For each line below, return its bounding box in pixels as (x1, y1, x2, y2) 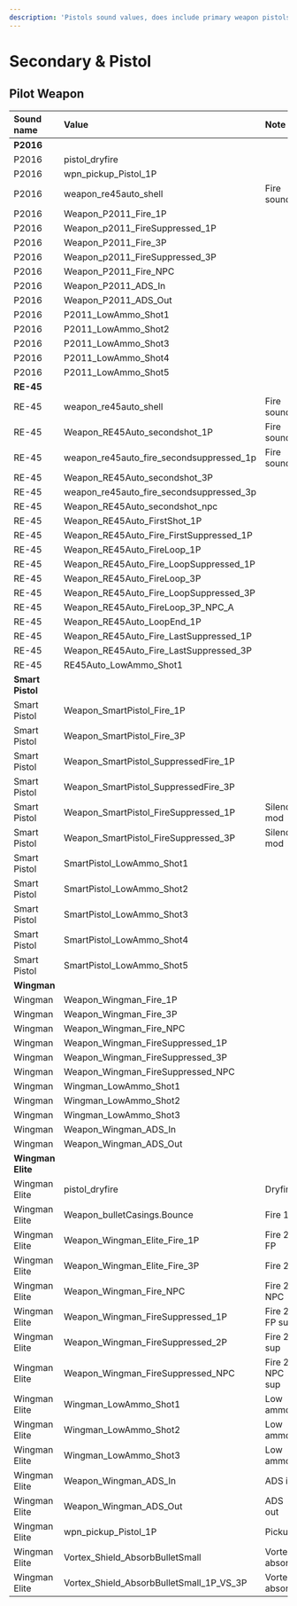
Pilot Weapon (9, 86, 85, 102)
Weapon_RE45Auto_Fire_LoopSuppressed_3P (63, 586, 256, 599)
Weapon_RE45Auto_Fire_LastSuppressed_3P (63, 644, 252, 656)
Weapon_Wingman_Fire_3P (63, 1007, 178, 1020)
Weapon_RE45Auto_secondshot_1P (63, 426, 214, 438)
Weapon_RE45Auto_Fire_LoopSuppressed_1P (63, 558, 256, 570)
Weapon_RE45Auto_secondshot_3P (63, 471, 214, 483)
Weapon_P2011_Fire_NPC (63, 265, 175, 278)
